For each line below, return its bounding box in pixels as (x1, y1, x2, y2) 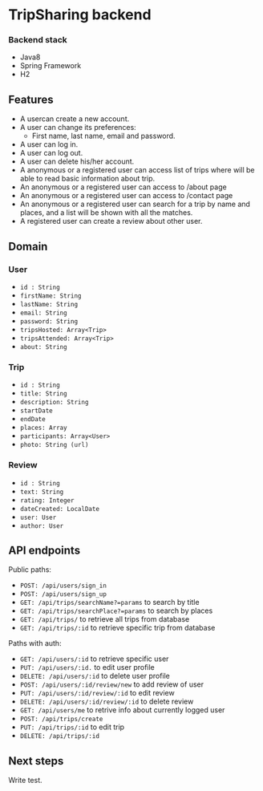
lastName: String (19, 300, 79, 308)
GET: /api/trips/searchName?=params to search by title (19, 598, 200, 607)
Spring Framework (19, 61, 82, 71)
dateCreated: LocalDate (19, 505, 100, 513)
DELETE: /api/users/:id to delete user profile (19, 671, 171, 681)
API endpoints (8, 543, 81, 557)
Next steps (8, 754, 64, 768)
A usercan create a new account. (19, 114, 130, 124)
